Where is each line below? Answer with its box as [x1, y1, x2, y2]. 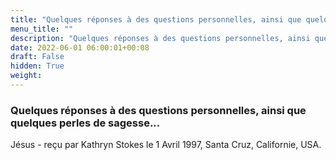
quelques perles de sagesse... [10, 116, 161, 130]
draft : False [10, 52, 65, 62]
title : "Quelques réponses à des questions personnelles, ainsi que [10, 14, 302, 25]
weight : [10, 71, 43, 81]
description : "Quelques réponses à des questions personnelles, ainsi [10, 33, 311, 43]
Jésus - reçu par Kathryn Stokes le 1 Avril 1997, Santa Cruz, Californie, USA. [10, 139, 322, 151]
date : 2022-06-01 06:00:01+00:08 [10, 42, 150, 53]
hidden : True [10, 61, 65, 71]
